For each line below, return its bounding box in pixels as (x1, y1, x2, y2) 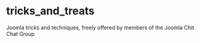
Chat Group (6, 30, 35, 37)
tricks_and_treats (6, 4, 95, 18)
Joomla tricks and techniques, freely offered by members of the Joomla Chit (6, 24, 194, 31)
